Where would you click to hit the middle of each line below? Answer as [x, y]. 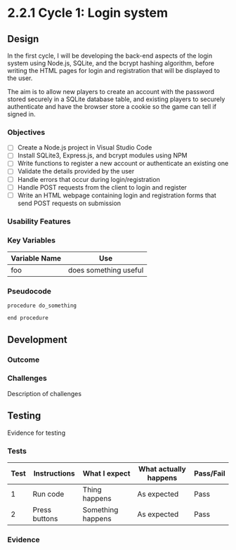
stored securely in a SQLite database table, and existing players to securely [116, 99]
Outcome [24, 360]
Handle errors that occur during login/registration [88, 179]
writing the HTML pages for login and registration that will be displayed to [113, 71]
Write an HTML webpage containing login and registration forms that [117, 195]
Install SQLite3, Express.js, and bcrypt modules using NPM [102, 155]
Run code [48, 494]
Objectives [26, 132]
